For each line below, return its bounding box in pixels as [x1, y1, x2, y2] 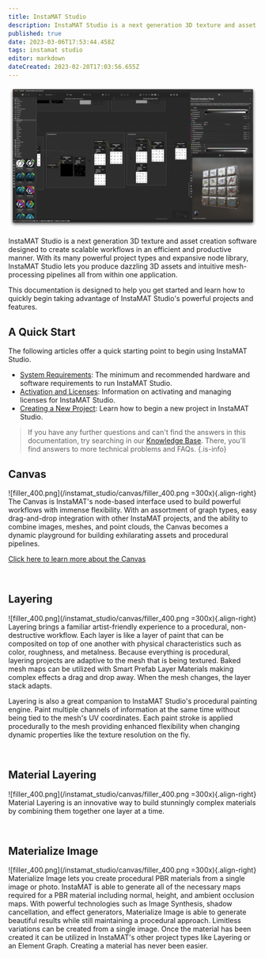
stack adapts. [8, 681, 53, 690]
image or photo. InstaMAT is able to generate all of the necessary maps [8, 882, 241, 891]
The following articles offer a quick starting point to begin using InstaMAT [8, 346, 248, 356]
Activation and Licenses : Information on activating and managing [19, 387, 232, 396]
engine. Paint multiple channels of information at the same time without [8, 704, 240, 714]
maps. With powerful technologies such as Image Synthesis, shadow [8, 899, 233, 909]
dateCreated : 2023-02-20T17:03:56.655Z [8, 63, 140, 71]
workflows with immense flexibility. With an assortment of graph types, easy [8, 505, 257, 514]
